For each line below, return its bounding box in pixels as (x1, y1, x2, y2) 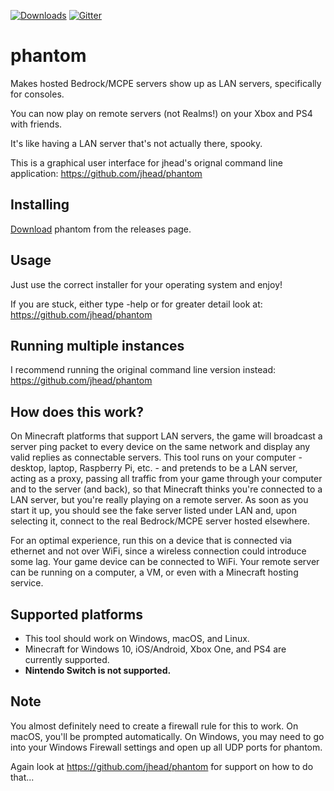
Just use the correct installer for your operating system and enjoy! (10, 278, 283, 290)
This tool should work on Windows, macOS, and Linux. (24, 633, 250, 644)
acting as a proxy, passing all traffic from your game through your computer (10, 473, 323, 485)
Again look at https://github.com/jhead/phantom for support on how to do (10, 760, 314, 772)
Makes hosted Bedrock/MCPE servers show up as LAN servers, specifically (10, 77, 322, 89)
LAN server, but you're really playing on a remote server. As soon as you (10, 494, 309, 506)
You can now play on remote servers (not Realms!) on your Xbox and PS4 (10, 107, 313, 119)
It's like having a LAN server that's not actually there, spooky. (10, 137, 263, 149)
